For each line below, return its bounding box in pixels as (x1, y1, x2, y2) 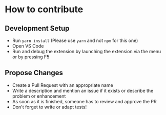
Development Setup (5, 24, 70, 33)
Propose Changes (5, 68, 64, 77)
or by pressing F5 (12, 54, 50, 60)
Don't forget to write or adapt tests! (12, 104, 87, 110)
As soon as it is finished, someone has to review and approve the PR (12, 98, 157, 104)
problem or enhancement (12, 93, 66, 99)
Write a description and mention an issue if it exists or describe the (12, 87, 154, 94)
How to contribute (5, 4, 84, 15)
